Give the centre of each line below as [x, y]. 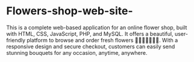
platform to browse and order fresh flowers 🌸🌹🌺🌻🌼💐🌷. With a [102, 40]
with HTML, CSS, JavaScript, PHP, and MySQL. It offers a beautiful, [90, 33]
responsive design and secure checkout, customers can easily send [91, 46]
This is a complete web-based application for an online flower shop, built [97, 27]
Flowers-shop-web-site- [70, 11]
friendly [16, 40]
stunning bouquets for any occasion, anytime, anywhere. [77, 52]
